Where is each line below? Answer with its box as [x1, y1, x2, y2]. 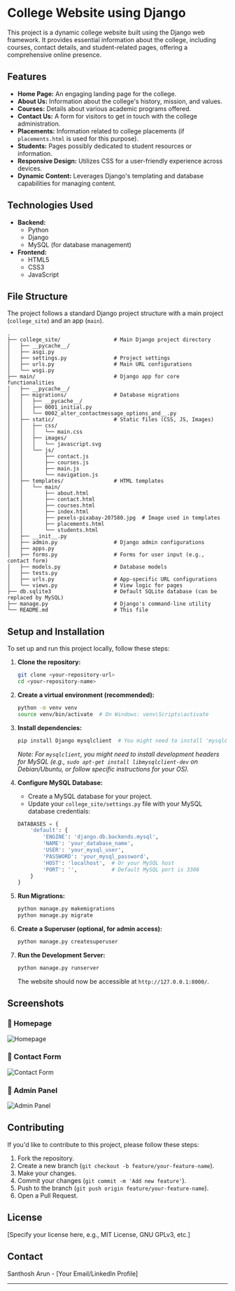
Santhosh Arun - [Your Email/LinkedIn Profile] [7, 1269, 138, 1278]
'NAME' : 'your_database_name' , [43, 840, 134, 847]
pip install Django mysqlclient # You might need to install [17, 737, 203, 744]
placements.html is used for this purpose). [17, 134, 138, 143]
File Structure [7, 290, 68, 303]
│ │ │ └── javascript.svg [7, 441, 101, 448]
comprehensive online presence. [7, 51, 102, 59]
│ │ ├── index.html [7, 508, 90, 515]
